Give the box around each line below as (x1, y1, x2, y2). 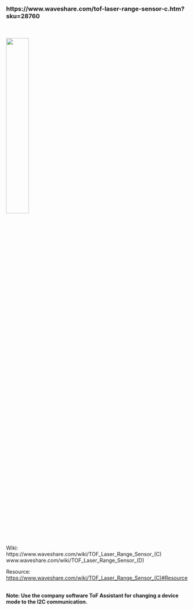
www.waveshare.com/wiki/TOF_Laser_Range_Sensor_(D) (6, 557, 145, 564)
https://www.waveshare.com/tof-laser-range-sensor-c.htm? (6, 5, 185, 13)
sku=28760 (6, 12, 40, 20)
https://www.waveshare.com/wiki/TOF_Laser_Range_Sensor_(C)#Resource (6, 574, 188, 582)
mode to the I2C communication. (6, 598, 88, 605)
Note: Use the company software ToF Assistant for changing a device (6, 592, 179, 599)
